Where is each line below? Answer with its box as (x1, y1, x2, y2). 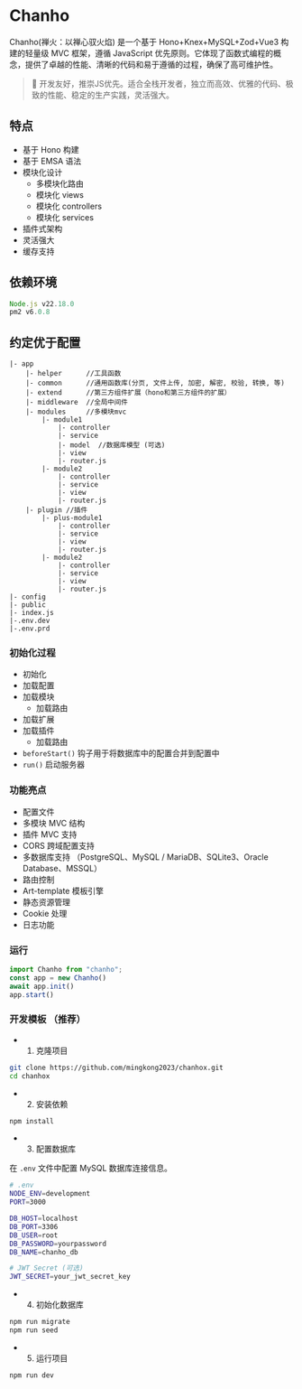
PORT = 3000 (9, 1198, 47, 1207)
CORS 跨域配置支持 (22, 840, 95, 851)
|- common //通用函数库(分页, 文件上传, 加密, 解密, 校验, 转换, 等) (25, 378, 286, 388)
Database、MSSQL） (22, 862, 102, 873)
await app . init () (9, 982, 75, 991)
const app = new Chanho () (9, 973, 106, 983)
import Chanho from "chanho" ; (9, 965, 124, 974)
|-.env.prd (9, 624, 50, 633)
